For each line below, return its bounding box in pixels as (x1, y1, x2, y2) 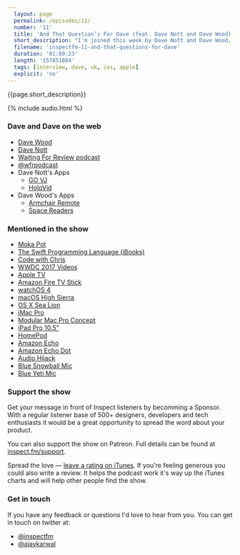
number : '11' (14, 24, 53, 31)
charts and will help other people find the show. (7, 476, 148, 485)
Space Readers (28, 206, 74, 214)
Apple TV (17, 271, 46, 279)
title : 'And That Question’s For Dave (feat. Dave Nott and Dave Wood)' (14, 30, 235, 38)
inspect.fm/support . (7, 447, 66, 456)
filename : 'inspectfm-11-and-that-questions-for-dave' (14, 44, 181, 51)
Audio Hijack (17, 354, 56, 363)
